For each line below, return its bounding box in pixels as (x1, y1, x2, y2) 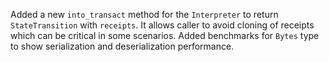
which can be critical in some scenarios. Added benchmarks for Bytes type (10, 30, 320, 41)
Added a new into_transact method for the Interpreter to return (10, 9, 279, 20)
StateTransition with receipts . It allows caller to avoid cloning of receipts (10, 19, 315, 31)
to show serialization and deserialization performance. (10, 40, 235, 52)
